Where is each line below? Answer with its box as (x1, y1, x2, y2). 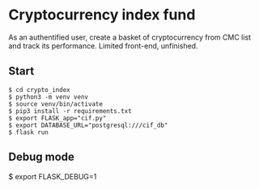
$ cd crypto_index (8, 86, 70, 94)
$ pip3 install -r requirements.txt (8, 107, 132, 115)
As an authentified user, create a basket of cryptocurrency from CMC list (8, 32, 252, 42)
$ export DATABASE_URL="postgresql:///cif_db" (8, 121, 168, 129)
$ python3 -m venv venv (8, 93, 89, 101)
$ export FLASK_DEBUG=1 (8, 171, 97, 181)
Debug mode (8, 150, 75, 164)
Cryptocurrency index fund (8, 6, 196, 24)
